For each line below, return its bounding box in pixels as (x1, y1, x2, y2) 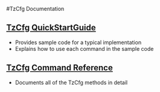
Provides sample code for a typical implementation (14, 39, 142, 46)
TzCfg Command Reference (6, 63, 113, 73)
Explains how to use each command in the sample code (14, 45, 154, 52)
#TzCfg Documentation (6, 5, 65, 12)
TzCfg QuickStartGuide (6, 22, 97, 33)
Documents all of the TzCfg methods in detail (14, 79, 128, 86)
